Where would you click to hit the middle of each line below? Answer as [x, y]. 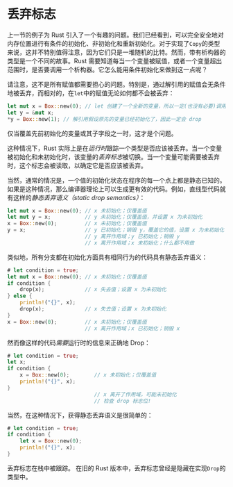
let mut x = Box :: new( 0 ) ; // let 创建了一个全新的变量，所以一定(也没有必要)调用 [117, 106]
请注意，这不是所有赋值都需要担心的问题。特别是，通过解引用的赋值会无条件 [116, 84]
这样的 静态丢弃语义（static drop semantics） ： [79, 197]
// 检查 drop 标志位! [122, 401]
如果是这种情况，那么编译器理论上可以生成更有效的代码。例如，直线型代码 [113, 189]
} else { [20, 296]
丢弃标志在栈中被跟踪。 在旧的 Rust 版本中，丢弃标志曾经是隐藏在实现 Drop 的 [116, 468]
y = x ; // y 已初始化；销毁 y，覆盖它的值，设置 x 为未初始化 [116, 230]
